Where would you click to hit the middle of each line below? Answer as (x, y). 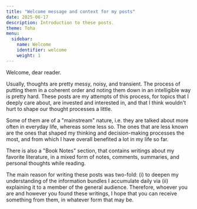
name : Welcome (34, 45)
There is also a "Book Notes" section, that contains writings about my (90, 151)
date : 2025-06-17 (27, 17)
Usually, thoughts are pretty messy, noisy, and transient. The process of (93, 84)
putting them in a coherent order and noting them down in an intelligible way (98, 90)
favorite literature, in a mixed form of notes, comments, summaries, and (93, 156)
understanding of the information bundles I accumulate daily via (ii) (87, 181)
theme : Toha (21, 28)
